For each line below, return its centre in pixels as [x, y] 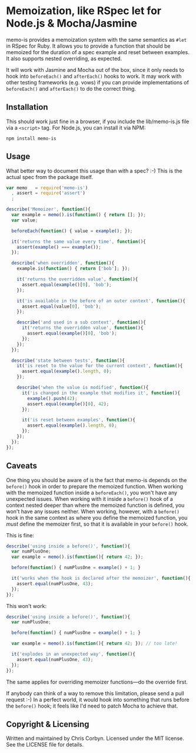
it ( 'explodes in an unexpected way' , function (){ [73, 654]
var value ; [25, 220]
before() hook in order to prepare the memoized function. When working [95, 486]
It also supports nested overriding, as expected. [64, 58]
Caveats [21, 466]
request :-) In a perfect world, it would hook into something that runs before [98, 699]
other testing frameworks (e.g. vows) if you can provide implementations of [98, 82]
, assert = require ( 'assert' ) [48, 193]
